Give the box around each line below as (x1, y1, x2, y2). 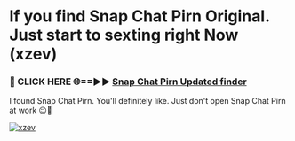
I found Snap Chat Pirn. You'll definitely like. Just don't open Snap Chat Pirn (9, 96, 286, 106)
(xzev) (9, 44, 58, 64)
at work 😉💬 (9, 105, 52, 116)
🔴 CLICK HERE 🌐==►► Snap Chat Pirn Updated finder (9, 75, 247, 88)
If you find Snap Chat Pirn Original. (9, 6, 270, 27)
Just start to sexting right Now (9, 25, 239, 45)
